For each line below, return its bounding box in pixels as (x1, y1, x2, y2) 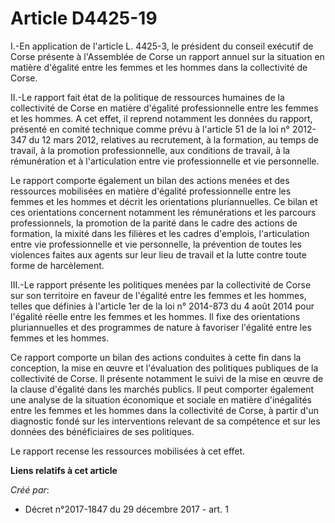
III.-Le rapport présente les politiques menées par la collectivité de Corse (10, 278, 312, 291)
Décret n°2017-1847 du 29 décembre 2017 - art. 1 (24, 503, 229, 515)
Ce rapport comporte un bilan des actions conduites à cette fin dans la (10, 351, 302, 363)
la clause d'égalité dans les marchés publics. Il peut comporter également (10, 383, 315, 395)
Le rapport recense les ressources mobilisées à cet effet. (10, 445, 246, 457)
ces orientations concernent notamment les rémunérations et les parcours (10, 206, 317, 218)
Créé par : (10, 483, 50, 496)
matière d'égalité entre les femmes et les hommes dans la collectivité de (10, 61, 308, 73)
